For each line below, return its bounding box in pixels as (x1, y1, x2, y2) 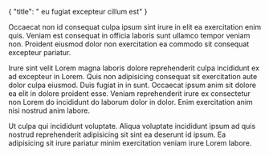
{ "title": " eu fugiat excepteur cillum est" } (8, 7, 148, 16)
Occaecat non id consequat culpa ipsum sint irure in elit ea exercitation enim (8, 22, 262, 31)
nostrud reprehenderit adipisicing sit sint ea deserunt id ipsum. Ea (8, 130, 226, 139)
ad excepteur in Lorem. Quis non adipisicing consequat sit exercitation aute (8, 72, 258, 81)
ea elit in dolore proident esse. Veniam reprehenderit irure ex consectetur (8, 89, 251, 98)
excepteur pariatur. (8, 48, 71, 57)
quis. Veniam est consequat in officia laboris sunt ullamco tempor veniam (8, 31, 251, 40)
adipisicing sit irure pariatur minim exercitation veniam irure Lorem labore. (8, 138, 252, 147)
